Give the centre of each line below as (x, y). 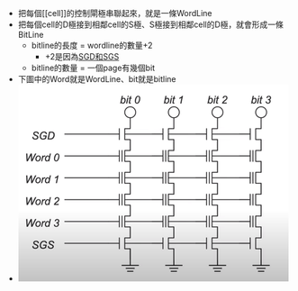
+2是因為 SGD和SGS (82, 56)
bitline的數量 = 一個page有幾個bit (93, 68)
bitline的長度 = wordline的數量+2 (92, 45)
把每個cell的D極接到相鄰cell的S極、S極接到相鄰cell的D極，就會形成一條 (150, 24)
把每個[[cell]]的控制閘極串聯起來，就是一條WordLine (115, 13)
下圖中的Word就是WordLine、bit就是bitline (97, 79)
